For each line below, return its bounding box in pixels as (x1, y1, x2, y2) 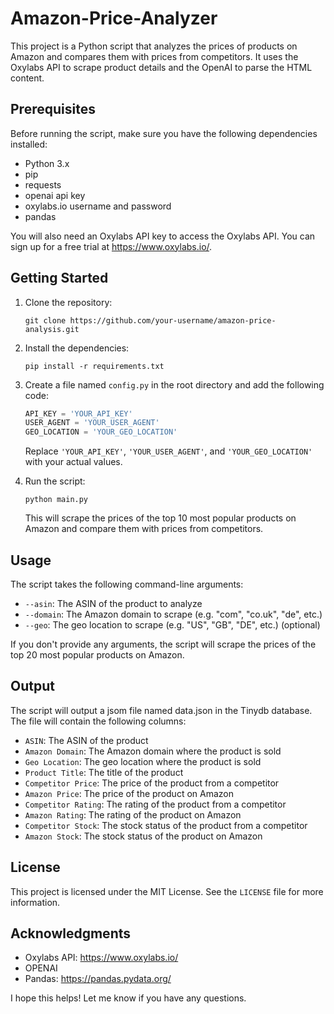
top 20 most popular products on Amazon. (10, 649, 185, 661)
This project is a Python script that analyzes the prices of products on (10, 40, 298, 52)
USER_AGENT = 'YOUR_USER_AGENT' (24, 418, 160, 428)
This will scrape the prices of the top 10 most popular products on (24, 512, 297, 524)
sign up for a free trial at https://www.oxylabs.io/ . (10, 240, 213, 252)
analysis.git (24, 324, 80, 334)
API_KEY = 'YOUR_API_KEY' (24, 408, 133, 419)
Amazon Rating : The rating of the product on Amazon (24, 808, 242, 821)
